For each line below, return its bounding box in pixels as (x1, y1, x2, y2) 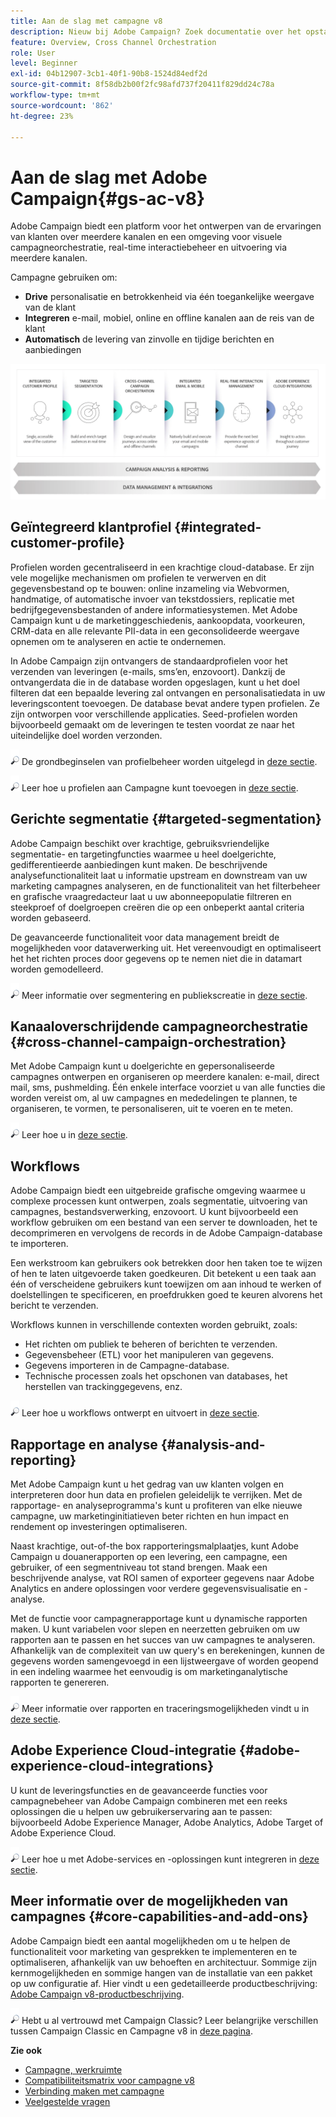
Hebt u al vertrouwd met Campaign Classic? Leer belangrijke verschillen (21, 2014, 319, 2026)
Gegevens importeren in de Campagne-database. (24, 1360, 230, 1372)
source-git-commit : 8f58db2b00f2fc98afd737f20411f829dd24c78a (10, 80, 275, 90)
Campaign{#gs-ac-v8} (10, 187, 206, 210)
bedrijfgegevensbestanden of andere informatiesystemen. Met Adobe (10, 603, 298, 615)
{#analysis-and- (160, 1436, 266, 1453)
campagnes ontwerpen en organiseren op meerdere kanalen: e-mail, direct (10, 1071, 320, 1083)
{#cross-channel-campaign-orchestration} (10, 1033, 287, 1050)
